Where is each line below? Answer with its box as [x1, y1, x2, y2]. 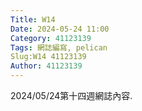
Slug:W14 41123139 [10, 52, 87, 62]
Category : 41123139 [10, 33, 92, 43]
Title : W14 [10, 14, 56, 25]
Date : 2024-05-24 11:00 [10, 24, 110, 34]
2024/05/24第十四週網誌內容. [10, 90, 133, 101]
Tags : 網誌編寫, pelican [10, 42, 108, 53]
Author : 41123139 [10, 61, 83, 71]
